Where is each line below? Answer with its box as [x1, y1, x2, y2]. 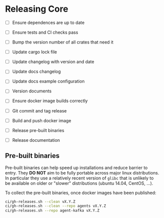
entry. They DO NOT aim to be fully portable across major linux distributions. [5, 170, 159, 175]
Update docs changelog [12, 68, 61, 74]
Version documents [12, 88, 52, 94]
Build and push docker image [12, 117, 71, 123]
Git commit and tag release [12, 108, 67, 113]
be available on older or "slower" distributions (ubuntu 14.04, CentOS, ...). [5, 180, 153, 186]
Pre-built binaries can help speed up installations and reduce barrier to [5, 165, 148, 171]
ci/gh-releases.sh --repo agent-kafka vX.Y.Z [5, 208, 99, 213]
